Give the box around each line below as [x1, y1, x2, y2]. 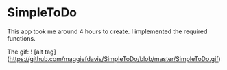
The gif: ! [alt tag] [7, 48, 56, 56]
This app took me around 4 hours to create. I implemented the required [7, 27, 208, 35]
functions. [7, 34, 36, 42]
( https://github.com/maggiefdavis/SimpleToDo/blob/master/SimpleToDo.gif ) [7, 54, 221, 63]
